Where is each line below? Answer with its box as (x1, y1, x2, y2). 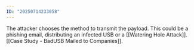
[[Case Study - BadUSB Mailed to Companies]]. (6, 37, 124, 44)
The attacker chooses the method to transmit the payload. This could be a (6, 25, 189, 32)
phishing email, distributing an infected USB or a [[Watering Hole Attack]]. (6, 31, 188, 38)
